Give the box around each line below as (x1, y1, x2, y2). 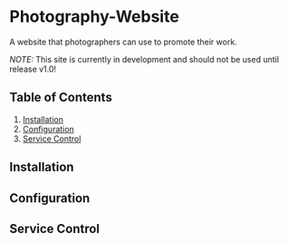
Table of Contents (9, 90, 113, 105)
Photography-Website (9, 6, 179, 27)
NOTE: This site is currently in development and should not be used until (9, 53, 279, 64)
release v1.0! (9, 63, 57, 74)
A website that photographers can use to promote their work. (9, 36, 237, 47)
